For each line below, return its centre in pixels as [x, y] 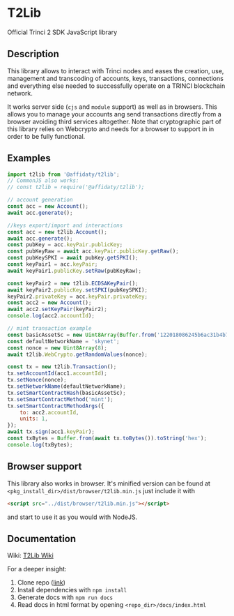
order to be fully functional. [46, 136]
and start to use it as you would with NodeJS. [72, 517]
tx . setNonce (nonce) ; [37, 380]
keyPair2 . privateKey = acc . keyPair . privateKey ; [78, 296]
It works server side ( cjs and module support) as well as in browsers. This [112, 107]
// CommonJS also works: [43, 181]
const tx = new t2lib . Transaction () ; [62, 367]
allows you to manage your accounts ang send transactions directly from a [114, 114]
